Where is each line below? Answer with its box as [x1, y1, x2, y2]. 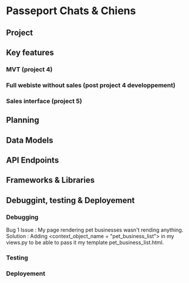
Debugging [6, 213, 39, 221]
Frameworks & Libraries [6, 175, 95, 185]
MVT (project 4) [6, 65, 53, 73]
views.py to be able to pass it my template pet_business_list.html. [6, 239, 164, 246]
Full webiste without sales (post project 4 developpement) [6, 81, 176, 89]
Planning [6, 115, 39, 125]
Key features [6, 47, 54, 57]
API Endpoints [6, 155, 59, 165]
